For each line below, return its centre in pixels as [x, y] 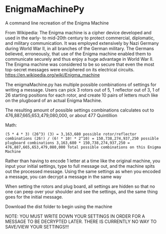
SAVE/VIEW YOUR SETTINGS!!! [37, 227]
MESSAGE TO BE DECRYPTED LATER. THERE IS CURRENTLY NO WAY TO [81, 221]
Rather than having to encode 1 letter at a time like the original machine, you [83, 161]
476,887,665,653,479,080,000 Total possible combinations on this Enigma [83, 147]
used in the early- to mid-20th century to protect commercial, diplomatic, [80, 38]
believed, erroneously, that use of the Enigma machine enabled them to [78, 54]
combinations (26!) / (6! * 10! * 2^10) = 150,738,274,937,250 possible [82, 138]
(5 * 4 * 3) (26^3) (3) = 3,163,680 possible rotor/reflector [71, 134]
